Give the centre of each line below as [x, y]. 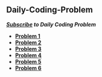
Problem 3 [28, 49]
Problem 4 [28, 55]
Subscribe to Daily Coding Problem [51, 24]
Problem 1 [27, 36]
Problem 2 [28, 42]
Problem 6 [28, 68]
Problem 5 [28, 61]
